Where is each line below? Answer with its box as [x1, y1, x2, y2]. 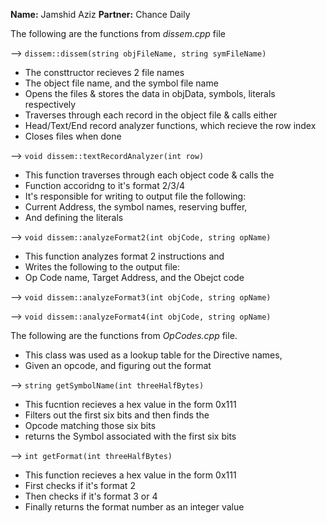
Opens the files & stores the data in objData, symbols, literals [24, 88, 276, 99]
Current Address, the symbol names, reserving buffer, [24, 201, 248, 213]
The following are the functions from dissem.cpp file [10, 28, 226, 39]
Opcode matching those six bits [24, 420, 157, 431]
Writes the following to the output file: [24, 261, 181, 273]
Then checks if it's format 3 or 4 [24, 490, 158, 502]
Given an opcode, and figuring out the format [24, 360, 212, 371]
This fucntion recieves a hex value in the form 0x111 [24, 399, 237, 410]
